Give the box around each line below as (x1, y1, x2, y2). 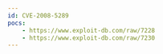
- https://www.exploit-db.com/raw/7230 (22, 33, 156, 42)
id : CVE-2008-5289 (7, 11, 69, 20)
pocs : (7, 19, 26, 27)
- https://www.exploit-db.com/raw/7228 (22, 26, 156, 34)
